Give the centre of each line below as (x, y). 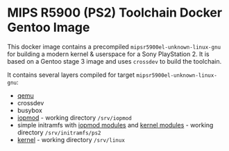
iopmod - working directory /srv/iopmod (74, 117)
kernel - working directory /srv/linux (71, 139)
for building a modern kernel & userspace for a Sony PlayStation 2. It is (108, 54)
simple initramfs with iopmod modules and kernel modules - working (115, 125)
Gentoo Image (49, 27)
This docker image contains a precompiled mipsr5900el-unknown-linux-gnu (114, 46)
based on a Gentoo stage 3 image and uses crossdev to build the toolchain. (114, 61)
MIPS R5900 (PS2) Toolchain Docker (115, 13)
